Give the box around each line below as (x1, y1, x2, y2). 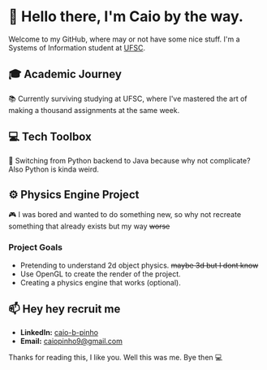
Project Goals (8, 242, 63, 253)
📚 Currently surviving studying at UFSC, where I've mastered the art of (8, 94, 248, 103)
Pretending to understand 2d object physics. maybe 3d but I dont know (19, 260, 259, 270)
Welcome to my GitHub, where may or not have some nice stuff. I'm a (8, 34, 241, 44)
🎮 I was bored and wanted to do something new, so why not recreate (8, 210, 242, 220)
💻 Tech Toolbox (8, 130, 92, 144)
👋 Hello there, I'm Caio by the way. (8, 7, 243, 26)
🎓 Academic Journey (8, 67, 122, 81)
